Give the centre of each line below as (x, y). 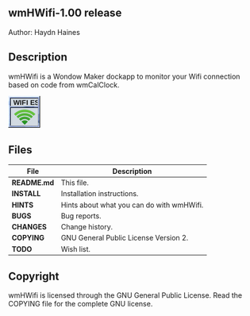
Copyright (34, 276)
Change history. (87, 227)
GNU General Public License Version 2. (125, 238)
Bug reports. (81, 216)
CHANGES (29, 227)
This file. (75, 183)
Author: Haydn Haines (44, 32)
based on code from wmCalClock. (64, 85)
